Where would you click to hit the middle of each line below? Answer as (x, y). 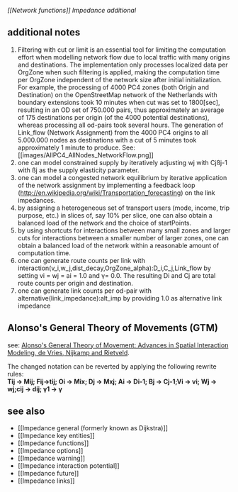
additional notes (44, 32)
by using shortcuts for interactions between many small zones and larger (124, 230)
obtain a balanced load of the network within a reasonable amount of (118, 245)
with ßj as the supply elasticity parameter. (78, 170)
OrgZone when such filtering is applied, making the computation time (119, 72)
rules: (16, 374)
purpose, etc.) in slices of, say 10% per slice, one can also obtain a (115, 215)
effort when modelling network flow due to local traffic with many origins (124, 57)
